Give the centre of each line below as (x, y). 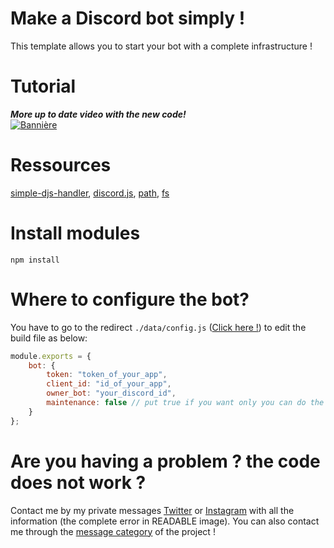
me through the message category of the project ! (113, 531)
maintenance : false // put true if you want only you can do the (185, 403)
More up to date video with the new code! (98, 114)
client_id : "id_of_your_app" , (109, 384)
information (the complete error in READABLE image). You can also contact (165, 521)
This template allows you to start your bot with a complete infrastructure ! (161, 46)
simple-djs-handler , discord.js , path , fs (90, 193)
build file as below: (49, 338)
